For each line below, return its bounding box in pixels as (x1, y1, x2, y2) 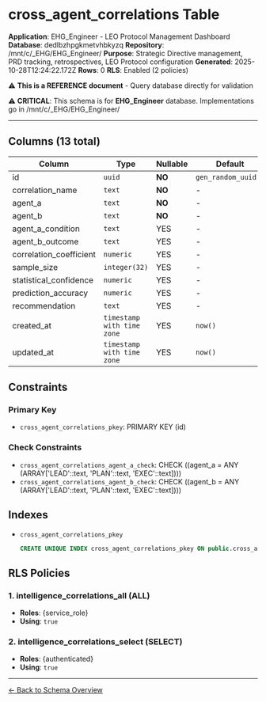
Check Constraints (8, 442, 82, 453)
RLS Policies (8, 566, 70, 579)
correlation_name (12, 184, 78, 195)
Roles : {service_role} (19, 608, 89, 618)
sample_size (12, 261, 58, 272)
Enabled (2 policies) (123, 65, 188, 74)
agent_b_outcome (12, 236, 79, 247)
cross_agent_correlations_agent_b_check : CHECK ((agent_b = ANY (19, 476, 240, 486)
